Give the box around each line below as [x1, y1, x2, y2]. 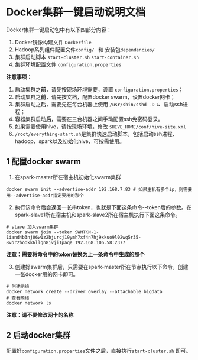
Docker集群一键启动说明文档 [6, 5, 146, 19]
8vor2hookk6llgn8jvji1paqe [6, 239, 73, 245]
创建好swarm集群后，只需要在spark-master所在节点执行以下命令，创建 [14, 263, 189, 270]
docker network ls [6, 300, 51, 306]
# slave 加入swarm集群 [6, 224, 59, 230]
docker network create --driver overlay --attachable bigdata [6, 288, 163, 294]
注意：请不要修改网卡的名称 [6, 311, 74, 318]
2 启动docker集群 [6, 330, 71, 340]
